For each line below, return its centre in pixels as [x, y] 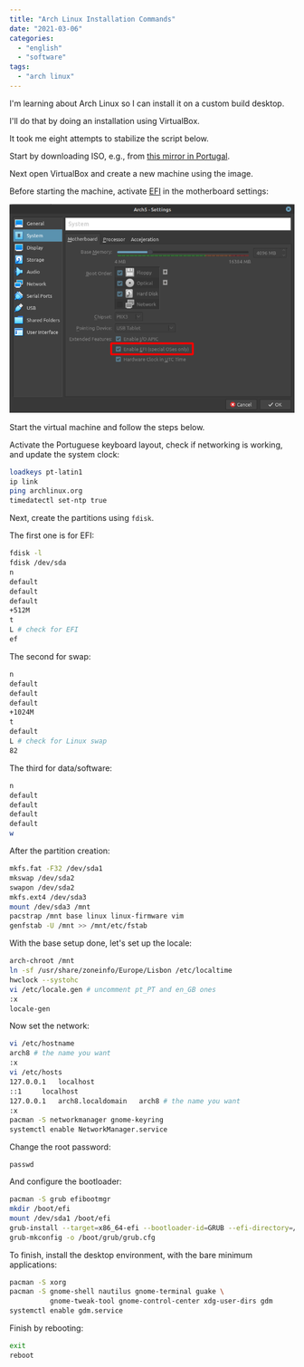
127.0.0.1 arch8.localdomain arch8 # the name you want [125, 1101]
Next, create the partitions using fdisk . [82, 518]
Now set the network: [50, 1026]
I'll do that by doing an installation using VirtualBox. [105, 120]
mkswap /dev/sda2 [42, 878]
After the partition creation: [60, 851]
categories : [32, 38]
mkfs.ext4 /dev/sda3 [48, 897]
